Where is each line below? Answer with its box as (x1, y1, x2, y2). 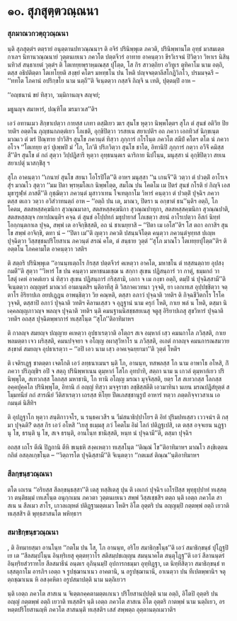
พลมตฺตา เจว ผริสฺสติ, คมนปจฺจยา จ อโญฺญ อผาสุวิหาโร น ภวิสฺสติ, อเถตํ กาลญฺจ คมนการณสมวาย (7, 336, 230, 346)
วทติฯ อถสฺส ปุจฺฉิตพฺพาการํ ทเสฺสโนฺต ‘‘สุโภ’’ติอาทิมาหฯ (7, 314, 134, 323)
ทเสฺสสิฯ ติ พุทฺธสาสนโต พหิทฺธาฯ (7, 509, 82, 518)
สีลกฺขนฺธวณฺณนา (7, 469, 52, 479)
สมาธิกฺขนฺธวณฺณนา (7, 527, 59, 537)
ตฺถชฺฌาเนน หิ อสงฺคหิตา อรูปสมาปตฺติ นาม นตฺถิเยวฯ (7, 575, 126, 583)
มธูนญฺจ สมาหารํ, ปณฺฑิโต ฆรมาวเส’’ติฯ (7, 105, 98, 113)
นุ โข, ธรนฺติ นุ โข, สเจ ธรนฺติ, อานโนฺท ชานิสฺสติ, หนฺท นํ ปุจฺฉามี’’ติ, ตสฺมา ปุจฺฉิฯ (7, 428, 192, 438)
